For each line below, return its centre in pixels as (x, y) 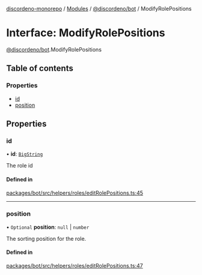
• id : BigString (25, 154)
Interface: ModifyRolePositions (86, 33)
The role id (20, 166)
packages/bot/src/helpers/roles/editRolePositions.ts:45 (75, 193)
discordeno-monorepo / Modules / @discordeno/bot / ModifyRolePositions (99, 9)
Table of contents (40, 68)
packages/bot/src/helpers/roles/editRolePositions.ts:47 (75, 266)
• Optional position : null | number (48, 227)
